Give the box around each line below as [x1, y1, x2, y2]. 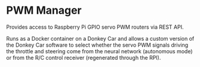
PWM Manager [6, 4, 82, 17]
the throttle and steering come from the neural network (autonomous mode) [6, 47, 193, 54]
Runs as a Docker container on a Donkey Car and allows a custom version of [6, 35, 195, 42]
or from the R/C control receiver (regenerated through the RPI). [6, 54, 161, 61]
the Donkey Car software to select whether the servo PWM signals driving [6, 41, 189, 48]
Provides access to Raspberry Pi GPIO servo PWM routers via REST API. [6, 23, 184, 31]
